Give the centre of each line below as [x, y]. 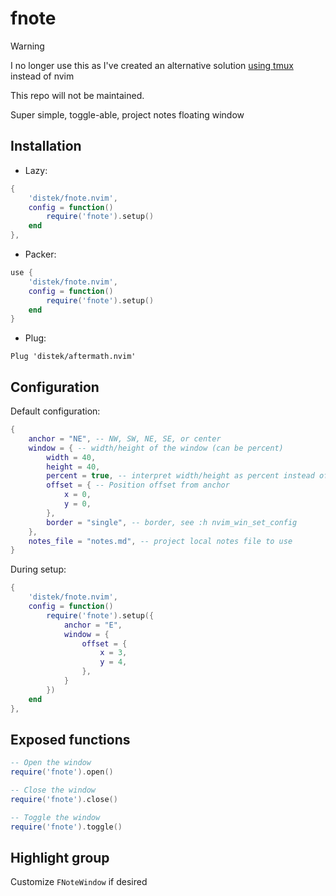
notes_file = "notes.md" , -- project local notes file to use [160, 541]
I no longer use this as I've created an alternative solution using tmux [152, 65]
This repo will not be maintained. [77, 95]
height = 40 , [73, 467]
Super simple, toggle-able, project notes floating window [127, 114]
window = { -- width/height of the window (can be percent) [156, 448]
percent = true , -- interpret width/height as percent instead [180, 476]
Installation [46, 146]
